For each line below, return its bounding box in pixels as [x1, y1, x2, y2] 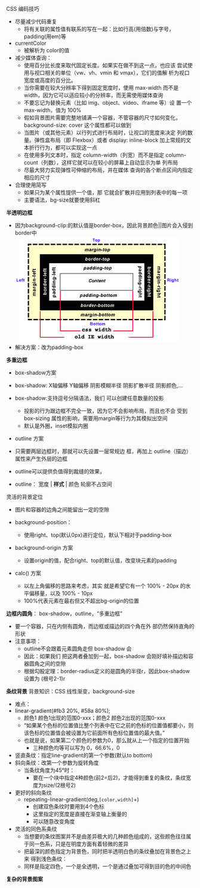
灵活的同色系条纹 [14, 825, 57, 832]
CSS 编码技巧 [6, 5, 40, 12]
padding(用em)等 [23, 33, 67, 40]
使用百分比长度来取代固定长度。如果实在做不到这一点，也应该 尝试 [23, 62, 188, 69]
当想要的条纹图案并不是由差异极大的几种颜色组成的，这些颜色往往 [23, 833, 186, 840]
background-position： [14, 519, 72, 525]
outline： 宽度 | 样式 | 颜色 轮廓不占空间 [14, 481, 112, 488]
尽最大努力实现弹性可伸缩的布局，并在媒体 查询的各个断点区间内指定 [23, 166, 193, 174]
